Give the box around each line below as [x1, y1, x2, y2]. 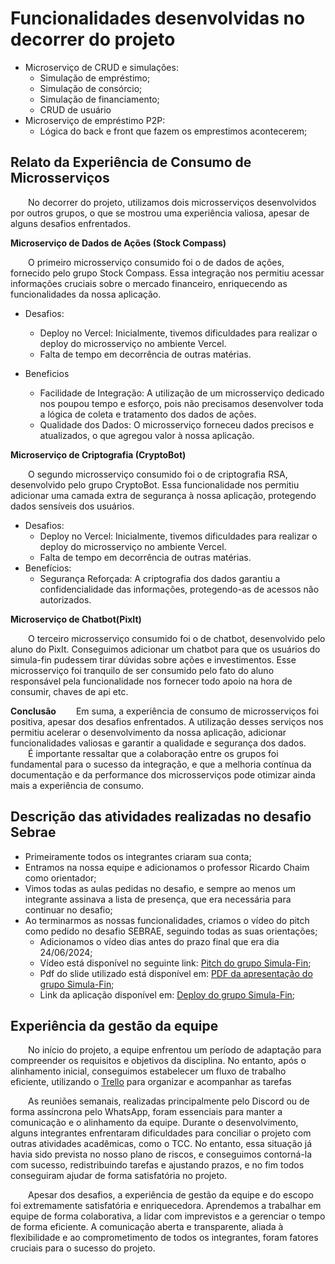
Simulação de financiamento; [39, 93, 160, 105]
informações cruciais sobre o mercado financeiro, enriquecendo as [10, 277, 288, 289]
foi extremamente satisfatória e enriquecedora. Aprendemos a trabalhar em [10, 1200, 322, 1212]
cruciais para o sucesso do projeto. [10, 1242, 156, 1254]
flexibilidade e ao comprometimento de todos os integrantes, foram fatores [10, 1232, 319, 1244]
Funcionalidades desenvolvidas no [10, 7, 306, 30]
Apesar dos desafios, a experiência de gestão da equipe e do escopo [28, 1189, 314, 1201]
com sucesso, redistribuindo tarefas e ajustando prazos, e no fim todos [10, 1159, 305, 1171]
